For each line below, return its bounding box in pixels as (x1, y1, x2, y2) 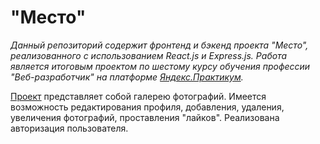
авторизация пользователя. (10, 122, 129, 134)
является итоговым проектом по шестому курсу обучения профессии (10, 60, 311, 72)
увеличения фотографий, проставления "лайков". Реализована (10, 111, 280, 123)
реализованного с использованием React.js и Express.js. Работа (10, 49, 288, 61)
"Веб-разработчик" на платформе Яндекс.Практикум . (10, 71, 244, 83)
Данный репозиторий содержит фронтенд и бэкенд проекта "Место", (10, 39, 309, 51)
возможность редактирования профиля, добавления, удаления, (10, 101, 285, 113)
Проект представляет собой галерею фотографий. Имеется (10, 90, 267, 102)
